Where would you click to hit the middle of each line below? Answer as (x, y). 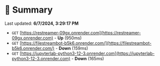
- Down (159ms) (72, 48)
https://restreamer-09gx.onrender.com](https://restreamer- (81, 33)
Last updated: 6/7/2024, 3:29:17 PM (42, 23)
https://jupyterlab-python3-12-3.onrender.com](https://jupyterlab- (88, 53)
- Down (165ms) (88, 58)
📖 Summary (29, 10)
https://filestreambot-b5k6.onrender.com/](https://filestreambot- (86, 43)
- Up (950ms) (68, 38)
